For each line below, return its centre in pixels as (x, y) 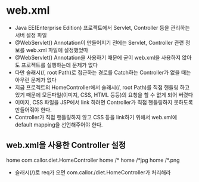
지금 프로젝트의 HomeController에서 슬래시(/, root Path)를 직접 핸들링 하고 (102, 87)
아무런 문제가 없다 (35, 80)
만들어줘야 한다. (33, 109)
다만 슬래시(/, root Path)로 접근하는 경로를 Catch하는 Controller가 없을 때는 (103, 72)
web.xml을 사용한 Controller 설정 (66, 145)
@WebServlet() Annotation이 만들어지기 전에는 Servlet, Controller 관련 (99, 42)
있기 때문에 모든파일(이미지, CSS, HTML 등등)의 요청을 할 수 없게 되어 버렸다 (104, 95)
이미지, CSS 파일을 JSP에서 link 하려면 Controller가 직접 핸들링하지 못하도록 (104, 102)
